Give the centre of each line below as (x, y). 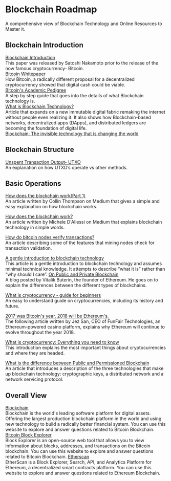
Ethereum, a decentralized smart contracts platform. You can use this (79, 468)
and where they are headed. (35, 353)
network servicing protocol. (35, 379)
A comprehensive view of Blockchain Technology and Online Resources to (84, 24)
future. (12, 306)
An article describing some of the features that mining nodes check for (80, 243)
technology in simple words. (35, 227)
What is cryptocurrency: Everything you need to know (62, 342)
